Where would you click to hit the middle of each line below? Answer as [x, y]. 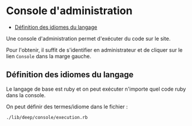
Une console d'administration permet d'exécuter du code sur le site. [88, 38]
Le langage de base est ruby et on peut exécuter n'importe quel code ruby [96, 89]
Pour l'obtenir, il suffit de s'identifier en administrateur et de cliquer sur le [95, 50]
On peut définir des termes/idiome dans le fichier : [67, 107]
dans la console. [26, 95]
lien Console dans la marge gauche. [49, 56]
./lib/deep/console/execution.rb [47, 117]
